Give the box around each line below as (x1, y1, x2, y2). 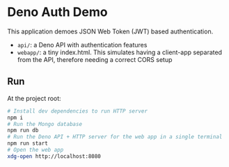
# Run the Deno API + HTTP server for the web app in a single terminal (7, 134, 223, 141)
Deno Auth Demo (7, 4, 108, 20)
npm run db (7, 127, 39, 134)
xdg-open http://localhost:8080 (7, 152, 101, 160)
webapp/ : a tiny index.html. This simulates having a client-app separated (17, 48, 223, 56)
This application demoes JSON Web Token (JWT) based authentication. (7, 27, 214, 35)
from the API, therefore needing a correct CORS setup (17, 55, 173, 63)
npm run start (7, 140, 49, 147)
